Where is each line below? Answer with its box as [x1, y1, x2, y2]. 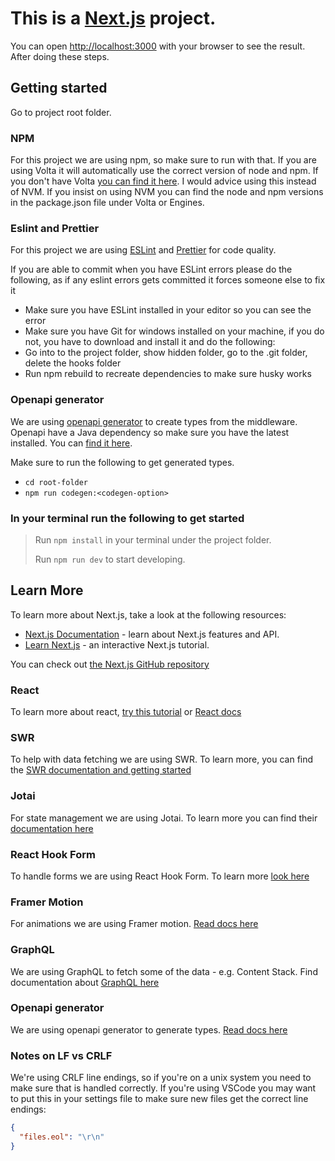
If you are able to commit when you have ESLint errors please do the [10, 263, 293, 276]
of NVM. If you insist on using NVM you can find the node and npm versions [10, 186, 324, 198]
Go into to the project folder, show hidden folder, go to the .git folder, [24, 347, 308, 359]
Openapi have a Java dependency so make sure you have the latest [10, 426, 290, 438]
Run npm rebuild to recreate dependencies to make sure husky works [24, 368, 312, 380]
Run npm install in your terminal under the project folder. [34, 533, 272, 546]
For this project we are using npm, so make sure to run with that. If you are [10, 154, 317, 166]
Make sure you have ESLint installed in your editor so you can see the [24, 304, 312, 316]
